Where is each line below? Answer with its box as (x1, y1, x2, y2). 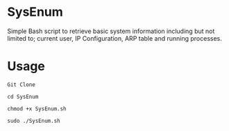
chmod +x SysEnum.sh (7, 105, 67, 112)
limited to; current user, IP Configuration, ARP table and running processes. (7, 34, 222, 42)
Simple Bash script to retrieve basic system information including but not (7, 27, 215, 35)
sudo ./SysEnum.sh (7, 117, 60, 124)
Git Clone (7, 81, 36, 88)
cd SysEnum (7, 93, 39, 100)
